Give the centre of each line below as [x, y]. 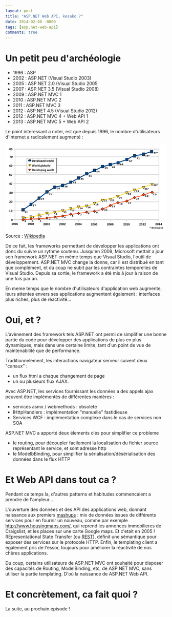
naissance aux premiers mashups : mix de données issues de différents [81, 515]
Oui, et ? [23, 320]
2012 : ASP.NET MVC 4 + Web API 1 [50, 116]
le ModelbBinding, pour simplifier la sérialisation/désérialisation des [84, 454]
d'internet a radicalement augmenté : [44, 137]
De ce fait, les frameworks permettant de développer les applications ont [82, 245]
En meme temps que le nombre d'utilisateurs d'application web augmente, [84, 288]
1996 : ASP [24, 73]
